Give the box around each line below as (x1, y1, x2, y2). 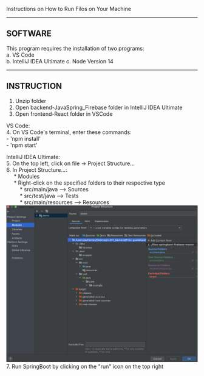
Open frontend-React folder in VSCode (15, 110, 113, 118)
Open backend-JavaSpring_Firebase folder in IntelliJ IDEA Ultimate (15, 104, 183, 111)
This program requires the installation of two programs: (6, 44, 144, 52)
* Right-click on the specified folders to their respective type (13, 179, 166, 186)
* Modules (13, 172, 40, 180)
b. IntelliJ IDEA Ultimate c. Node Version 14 (6, 57, 114, 65)
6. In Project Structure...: (6, 166, 67, 173)
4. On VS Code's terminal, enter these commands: (6, 128, 132, 136)
